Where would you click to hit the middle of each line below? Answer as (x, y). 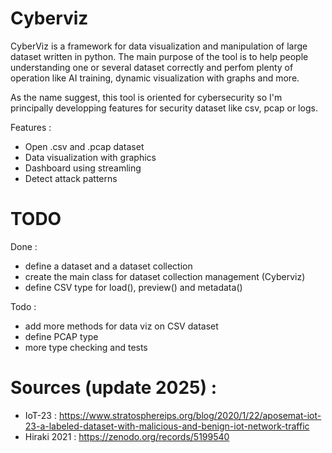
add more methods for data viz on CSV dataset (121, 326)
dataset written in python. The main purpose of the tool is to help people (159, 56)
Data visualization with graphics (90, 157)
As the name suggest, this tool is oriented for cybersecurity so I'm (146, 97)
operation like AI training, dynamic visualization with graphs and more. (155, 78)
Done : (24, 246)
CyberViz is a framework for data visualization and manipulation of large (159, 46)
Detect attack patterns (71, 178)
